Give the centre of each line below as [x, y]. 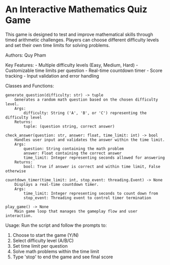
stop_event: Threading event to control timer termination [88, 198]
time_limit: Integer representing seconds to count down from [91, 193]
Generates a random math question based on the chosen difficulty [86, 100]
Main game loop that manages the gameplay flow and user [76, 211]
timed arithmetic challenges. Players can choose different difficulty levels [82, 40]
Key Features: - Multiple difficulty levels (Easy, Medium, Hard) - [72, 65]
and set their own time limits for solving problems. [58, 45]
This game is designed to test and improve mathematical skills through [79, 34]
